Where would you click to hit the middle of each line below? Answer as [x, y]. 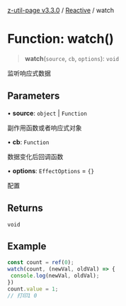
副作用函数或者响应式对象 [45, 128]
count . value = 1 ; [33, 289]
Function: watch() [61, 39]
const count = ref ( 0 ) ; [41, 263]
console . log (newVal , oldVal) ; [55, 276]
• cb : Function [28, 142]
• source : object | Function [47, 113]
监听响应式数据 [29, 73]
